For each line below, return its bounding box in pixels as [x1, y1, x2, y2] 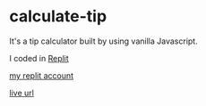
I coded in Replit [9, 53, 69, 63]
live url [9, 87, 34, 98]
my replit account [9, 69, 74, 81]
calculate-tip [9, 6, 107, 27]
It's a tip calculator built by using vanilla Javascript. [9, 36, 199, 46]
